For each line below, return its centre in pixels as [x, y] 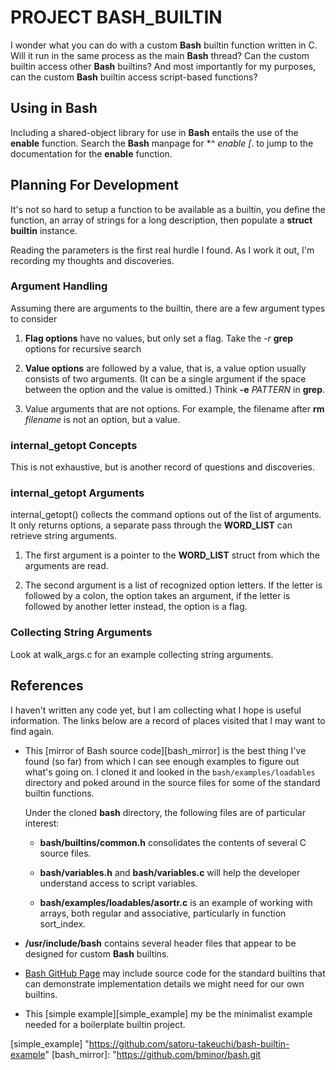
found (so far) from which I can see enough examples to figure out [162, 761]
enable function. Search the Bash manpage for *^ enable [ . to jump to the [162, 143]
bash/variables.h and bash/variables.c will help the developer [170, 872]
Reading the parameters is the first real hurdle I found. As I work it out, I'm [162, 250]
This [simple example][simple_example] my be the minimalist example [168, 1013]
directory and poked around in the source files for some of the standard [172, 782]
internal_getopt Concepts [74, 445]
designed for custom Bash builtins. [97, 953]
